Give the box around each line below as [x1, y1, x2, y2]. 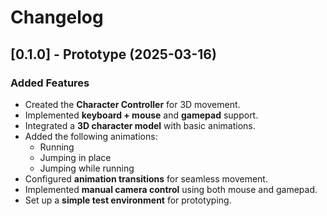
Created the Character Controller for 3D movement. [24, 98, 241, 110]
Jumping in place [39, 151, 112, 163]
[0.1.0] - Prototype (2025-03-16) [10, 46, 217, 63]
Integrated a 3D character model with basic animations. [24, 119, 256, 131]
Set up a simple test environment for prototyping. [24, 194, 232, 206]
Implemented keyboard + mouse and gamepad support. [24, 109, 259, 121]
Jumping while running [39, 162, 135, 174]
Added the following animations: [24, 130, 158, 142]
